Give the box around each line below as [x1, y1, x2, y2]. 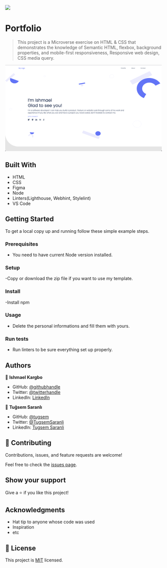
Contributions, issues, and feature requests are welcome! [5, 452, 123, 458]
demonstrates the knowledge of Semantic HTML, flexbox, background [17, 44, 162, 50]
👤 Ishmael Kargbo [5, 374, 43, 380]
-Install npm [5, 299, 30, 305]
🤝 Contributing [5, 439, 52, 447]
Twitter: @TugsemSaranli [12, 419, 64, 425]
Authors [5, 361, 31, 370]
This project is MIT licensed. [5, 557, 63, 563]
